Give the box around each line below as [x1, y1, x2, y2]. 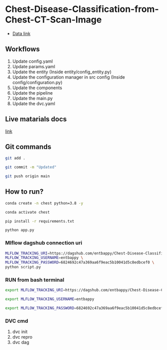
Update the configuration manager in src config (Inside [12, 74, 125, 80]
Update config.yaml [12, 58, 53, 64]
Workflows [5, 45, 40, 53]
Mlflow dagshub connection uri [5, 239, 83, 246]
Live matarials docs [5, 115, 67, 123]
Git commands [5, 142, 51, 151]
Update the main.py [12, 95, 53, 101]
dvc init [12, 329, 28, 335]
